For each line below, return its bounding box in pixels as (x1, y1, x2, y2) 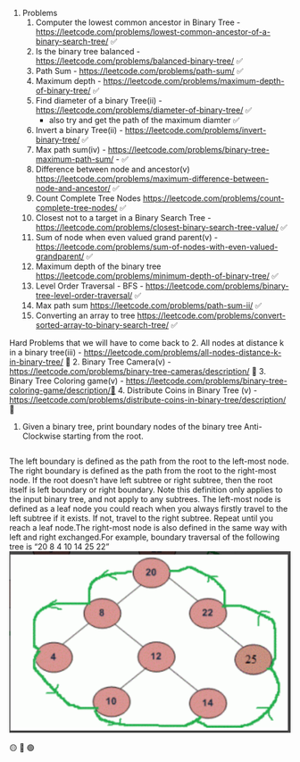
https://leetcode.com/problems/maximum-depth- (103, 76, 285, 86)
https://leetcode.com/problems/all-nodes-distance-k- (83, 348, 282, 357)
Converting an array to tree (35, 310, 136, 321)
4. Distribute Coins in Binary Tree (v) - (117, 385, 257, 396)
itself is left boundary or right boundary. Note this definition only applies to (9, 484, 283, 495)
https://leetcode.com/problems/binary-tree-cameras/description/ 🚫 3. (9, 366, 266, 376)
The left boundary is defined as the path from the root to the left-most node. (9, 456, 289, 466)
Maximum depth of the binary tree (35, 261, 162, 272)
